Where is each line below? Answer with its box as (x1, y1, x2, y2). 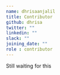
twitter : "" (6, 24, 35, 31)
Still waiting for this (6, 62, 52, 69)
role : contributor (6, 47, 53, 52)
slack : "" (6, 35, 30, 41)
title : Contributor (6, 14, 53, 20)
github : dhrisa (6, 19, 43, 25)
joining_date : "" (6, 41, 48, 47)
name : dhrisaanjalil (6, 8, 56, 15)
